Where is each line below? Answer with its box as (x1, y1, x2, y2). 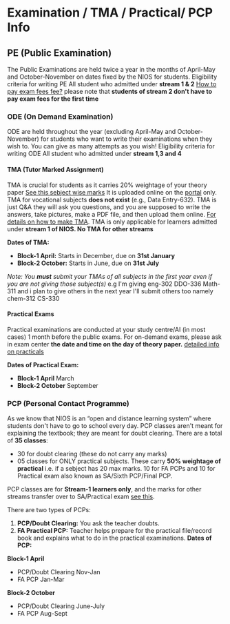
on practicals (7, 347, 45, 355)
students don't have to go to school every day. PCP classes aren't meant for (7, 422, 223, 429)
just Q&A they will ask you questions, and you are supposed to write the (7, 202, 211, 211)
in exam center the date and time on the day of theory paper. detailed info (7, 340, 220, 348)
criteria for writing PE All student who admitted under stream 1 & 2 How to (7, 80, 217, 88)
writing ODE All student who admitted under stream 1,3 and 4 (7, 150, 182, 158)
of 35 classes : (7, 436, 48, 445)
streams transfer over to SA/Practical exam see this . (7, 492, 155, 500)
